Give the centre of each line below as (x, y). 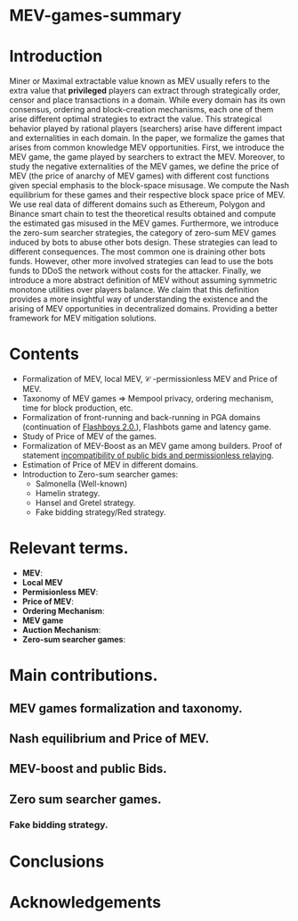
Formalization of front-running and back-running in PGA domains (141, 418)
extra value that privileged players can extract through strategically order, (145, 91)
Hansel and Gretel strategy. (85, 503)
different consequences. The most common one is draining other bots (137, 252)
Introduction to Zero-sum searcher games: (100, 475)
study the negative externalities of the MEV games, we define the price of (144, 167)
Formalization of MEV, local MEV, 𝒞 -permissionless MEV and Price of (150, 379)
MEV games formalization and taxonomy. (126, 708)
